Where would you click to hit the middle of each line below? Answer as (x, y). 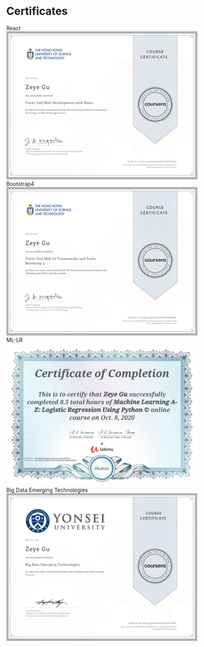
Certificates (37, 11)
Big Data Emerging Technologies (47, 490)
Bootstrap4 (20, 184)
